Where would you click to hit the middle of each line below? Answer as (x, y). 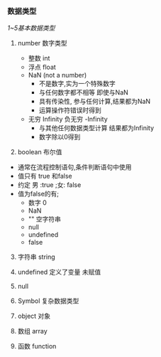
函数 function (37, 346)
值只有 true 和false (45, 176)
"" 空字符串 (45, 219)
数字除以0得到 (60, 137)
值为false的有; (38, 194)
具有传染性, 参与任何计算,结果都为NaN (95, 102)
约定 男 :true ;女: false (49, 185)
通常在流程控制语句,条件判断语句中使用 (74, 167)
